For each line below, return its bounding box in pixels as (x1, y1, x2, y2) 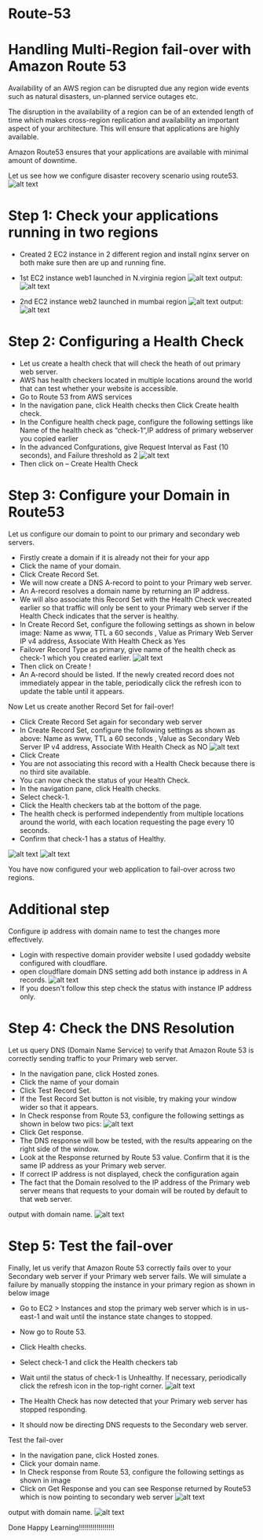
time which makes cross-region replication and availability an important (8, 116, 239, 125)
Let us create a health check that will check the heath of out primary (19, 359, 241, 368)
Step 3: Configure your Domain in (8, 487, 230, 504)
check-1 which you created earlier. (19, 653, 132, 662)
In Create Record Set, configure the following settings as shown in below (19, 619, 255, 629)
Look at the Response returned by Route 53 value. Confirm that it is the (19, 1152, 250, 1162)
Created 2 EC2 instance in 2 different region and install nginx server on (19, 249, 250, 260)
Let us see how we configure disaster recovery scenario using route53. (8, 171, 239, 181)
